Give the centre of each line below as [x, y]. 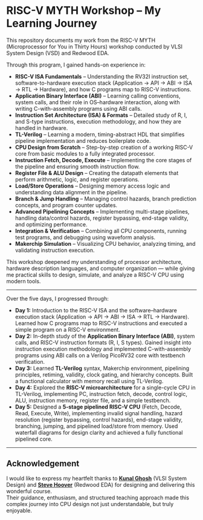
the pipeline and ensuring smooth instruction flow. [77, 166]
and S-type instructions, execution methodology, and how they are [98, 121]
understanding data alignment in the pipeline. [71, 192]
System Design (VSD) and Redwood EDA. [58, 53]
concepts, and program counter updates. [66, 205]
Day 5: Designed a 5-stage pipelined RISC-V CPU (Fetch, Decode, [98, 407]
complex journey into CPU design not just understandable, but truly [90, 504]
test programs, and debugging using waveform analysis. [85, 237]
